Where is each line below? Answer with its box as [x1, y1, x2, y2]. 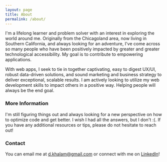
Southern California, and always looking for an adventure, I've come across [5, 41, 160, 47]
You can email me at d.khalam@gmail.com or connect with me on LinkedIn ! [5, 151, 160, 157]
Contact [5, 140, 25, 147]
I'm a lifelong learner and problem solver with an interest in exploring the [5, 30, 155, 36]
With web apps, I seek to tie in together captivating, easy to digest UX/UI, [5, 66, 156, 72]
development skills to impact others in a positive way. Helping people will [5, 82, 156, 88]
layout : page [5, 7, 32, 12]
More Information [5, 100, 48, 107]
